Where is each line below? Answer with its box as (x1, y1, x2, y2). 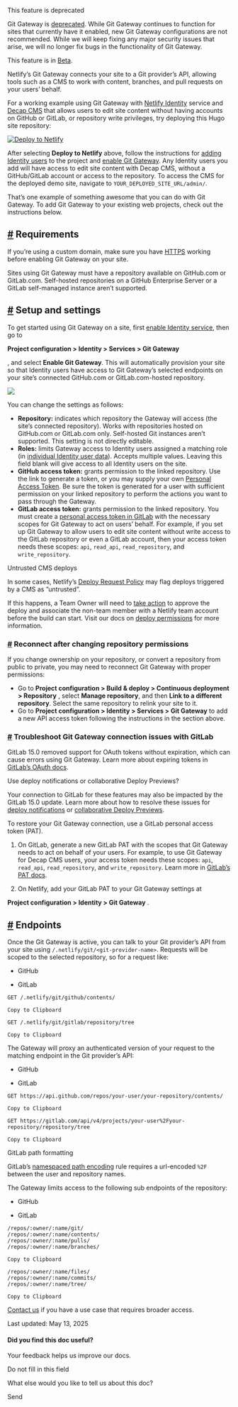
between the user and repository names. (7, 1170, 126, 1178)
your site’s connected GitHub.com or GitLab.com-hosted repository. (7, 373, 205, 382)
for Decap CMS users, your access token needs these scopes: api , (17, 855, 214, 865)
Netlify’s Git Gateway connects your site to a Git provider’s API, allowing (7, 70, 217, 78)
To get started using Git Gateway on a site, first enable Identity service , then (7, 323, 229, 332)
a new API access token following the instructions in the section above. (17, 713, 225, 723)
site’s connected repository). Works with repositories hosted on (17, 422, 203, 430)
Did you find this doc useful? (7, 1335, 93, 1344)
